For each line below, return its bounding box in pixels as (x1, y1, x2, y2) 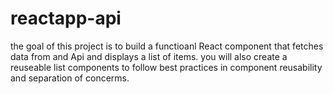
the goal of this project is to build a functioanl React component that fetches (10, 40, 324, 52)
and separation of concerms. (10, 72, 130, 84)
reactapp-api (10, 7, 122, 30)
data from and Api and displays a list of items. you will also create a (10, 50, 288, 62)
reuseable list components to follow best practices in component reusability (10, 61, 323, 73)
